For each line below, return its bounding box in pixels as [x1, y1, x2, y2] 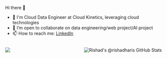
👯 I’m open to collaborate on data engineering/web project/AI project [12, 25, 153, 31]
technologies [12, 20, 39, 25]
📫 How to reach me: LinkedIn [12, 30, 74, 36]
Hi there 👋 [5, 5, 26, 10]
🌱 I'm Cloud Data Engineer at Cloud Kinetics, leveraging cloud [12, 14, 139, 20]
